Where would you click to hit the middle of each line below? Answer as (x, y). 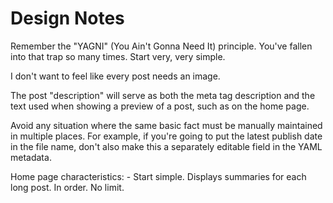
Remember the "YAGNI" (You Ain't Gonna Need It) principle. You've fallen (161, 46)
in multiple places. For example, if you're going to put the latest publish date (166, 136)
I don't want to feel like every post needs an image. (115, 76)
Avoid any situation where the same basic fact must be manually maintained (166, 125)
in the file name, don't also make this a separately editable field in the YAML (166, 146)
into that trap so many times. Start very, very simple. (118, 56)
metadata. (31, 157)
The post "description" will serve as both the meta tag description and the (163, 95)
